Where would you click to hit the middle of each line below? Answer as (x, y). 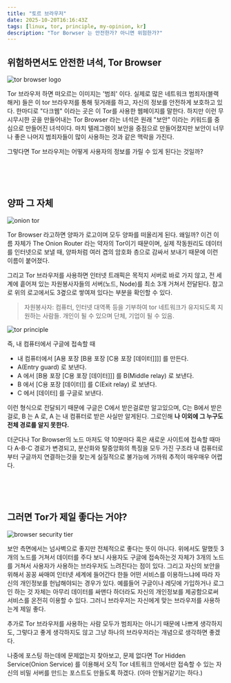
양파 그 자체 (30, 203)
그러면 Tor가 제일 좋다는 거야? (67, 517)
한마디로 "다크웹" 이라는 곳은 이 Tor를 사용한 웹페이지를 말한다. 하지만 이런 (117, 111)
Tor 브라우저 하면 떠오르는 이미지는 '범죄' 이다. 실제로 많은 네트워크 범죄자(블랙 (113, 94)
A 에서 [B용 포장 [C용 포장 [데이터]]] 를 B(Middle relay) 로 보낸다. (106, 375)
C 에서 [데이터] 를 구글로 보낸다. (60, 393)
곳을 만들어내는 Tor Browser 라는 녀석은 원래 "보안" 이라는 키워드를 (122, 120)
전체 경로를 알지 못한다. (38, 424)
